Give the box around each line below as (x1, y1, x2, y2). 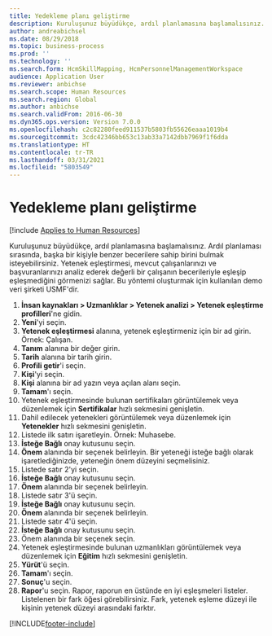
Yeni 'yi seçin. (20, 318, 67, 327)
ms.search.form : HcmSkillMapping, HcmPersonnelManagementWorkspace (9, 65, 243, 73)
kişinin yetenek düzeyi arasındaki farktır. (20, 603, 156, 613)
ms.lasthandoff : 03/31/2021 (9, 156, 105, 164)
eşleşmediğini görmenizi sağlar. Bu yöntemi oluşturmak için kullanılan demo (9, 276, 263, 286)
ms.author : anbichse (9, 103, 80, 111)
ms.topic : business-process (9, 42, 105, 50)
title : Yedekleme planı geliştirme (9, 11, 130, 20)
